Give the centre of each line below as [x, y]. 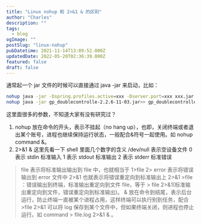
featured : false [26, 62]
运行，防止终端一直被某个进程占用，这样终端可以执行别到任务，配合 [105, 200]
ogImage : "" [21, 40]
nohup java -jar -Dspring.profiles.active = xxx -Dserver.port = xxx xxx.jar [100, 96]
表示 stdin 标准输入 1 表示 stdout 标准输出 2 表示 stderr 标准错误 [93, 157]
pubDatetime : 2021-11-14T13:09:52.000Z [56, 51]
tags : [13, 28]
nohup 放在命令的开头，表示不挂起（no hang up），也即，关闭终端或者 [101, 127]
